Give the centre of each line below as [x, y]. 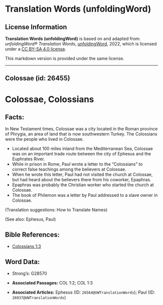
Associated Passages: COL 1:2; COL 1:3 [52, 283]
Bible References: [32, 235]
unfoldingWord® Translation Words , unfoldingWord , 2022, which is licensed [81, 44]
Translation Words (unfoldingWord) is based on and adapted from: [73, 38]
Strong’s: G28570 [30, 273]
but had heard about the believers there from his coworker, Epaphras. [81, 180]
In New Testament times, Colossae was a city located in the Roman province [81, 129]
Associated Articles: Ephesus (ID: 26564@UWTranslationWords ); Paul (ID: [83, 292]
